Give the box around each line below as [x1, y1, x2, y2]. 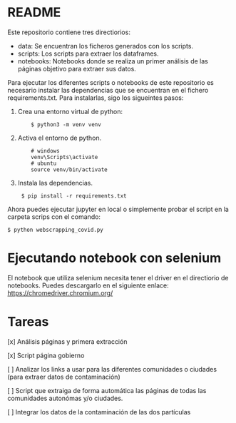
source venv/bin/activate [31, 165, 108, 173]
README [7, 4, 61, 21]
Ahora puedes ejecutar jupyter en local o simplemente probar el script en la [7, 205, 230, 213]
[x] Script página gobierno [7, 351, 85, 360]
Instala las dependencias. [17, 178, 93, 187]
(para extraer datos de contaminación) [7, 372, 120, 381]
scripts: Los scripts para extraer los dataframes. [17, 49, 159, 58]
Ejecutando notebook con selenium [7, 250, 222, 266]
